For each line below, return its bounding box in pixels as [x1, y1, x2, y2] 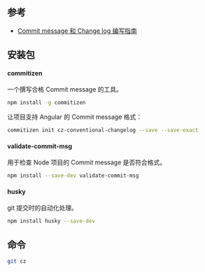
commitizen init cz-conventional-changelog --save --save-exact [7, 127, 199, 134]
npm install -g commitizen [7, 99, 86, 106]
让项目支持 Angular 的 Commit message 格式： [7, 113, 142, 121]
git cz [7, 258, 27, 265]
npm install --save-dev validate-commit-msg [7, 172, 139, 180]
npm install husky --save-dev [7, 217, 96, 225]
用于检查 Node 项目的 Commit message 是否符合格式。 [7, 158, 167, 166]
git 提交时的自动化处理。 [7, 203, 78, 212]
